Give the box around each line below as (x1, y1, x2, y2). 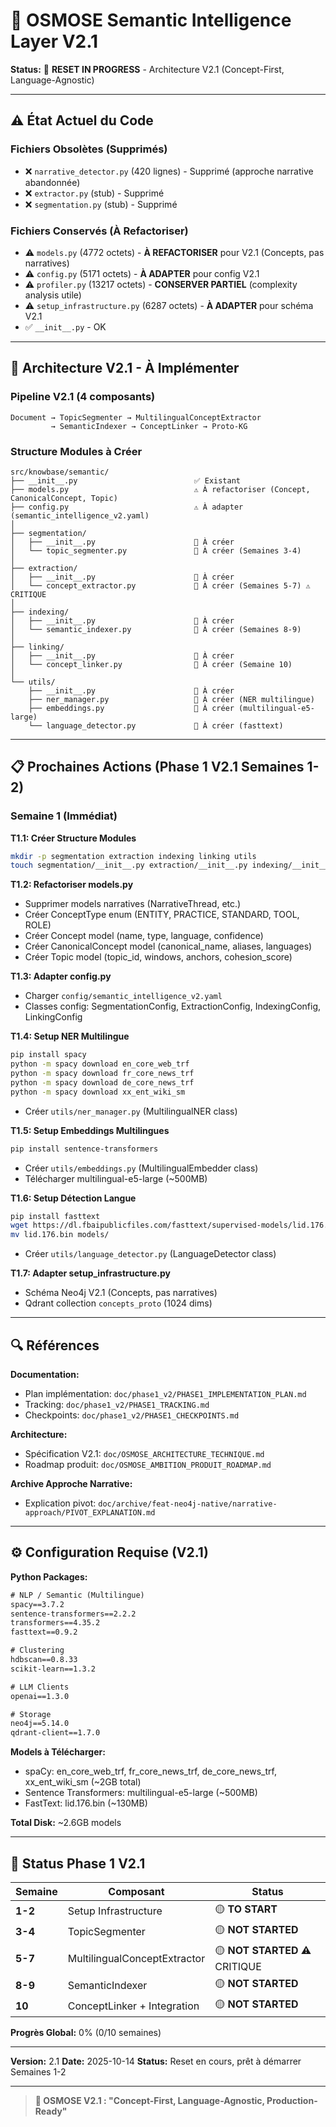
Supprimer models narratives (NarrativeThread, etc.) (24, 898, 242, 910)
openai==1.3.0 (10, 1691, 70, 1701)
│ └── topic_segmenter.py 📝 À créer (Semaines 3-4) (10, 545, 302, 556)
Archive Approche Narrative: (10, 1478, 133, 1490)
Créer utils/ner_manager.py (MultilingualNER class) (24, 1105, 238, 1117)
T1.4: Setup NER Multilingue (10, 1030, 130, 1043)
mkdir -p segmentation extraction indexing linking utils (10, 851, 257, 861)
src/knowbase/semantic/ (10, 467, 110, 477)
